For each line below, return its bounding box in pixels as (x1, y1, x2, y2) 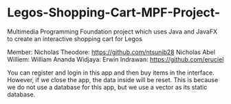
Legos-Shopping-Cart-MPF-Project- (7, 5, 221, 21)
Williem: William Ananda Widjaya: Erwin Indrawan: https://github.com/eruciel (7, 55, 224, 63)
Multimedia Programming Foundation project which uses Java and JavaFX (7, 27, 218, 36)
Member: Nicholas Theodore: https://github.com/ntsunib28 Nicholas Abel (7, 48, 215, 56)
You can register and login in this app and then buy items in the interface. (7, 68, 214, 77)
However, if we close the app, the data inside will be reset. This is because (7, 75, 219, 83)
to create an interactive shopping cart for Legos (7, 34, 142, 42)
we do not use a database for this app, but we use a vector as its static (7, 83, 208, 91)
